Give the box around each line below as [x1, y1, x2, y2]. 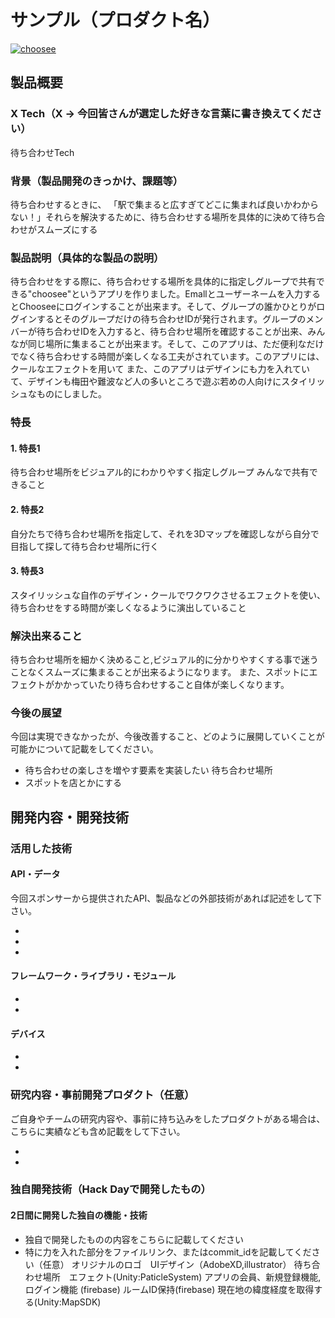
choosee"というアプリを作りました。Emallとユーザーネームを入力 [31, 288, 303, 300]
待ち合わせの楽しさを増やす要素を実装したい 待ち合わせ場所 [24, 764, 273, 776]
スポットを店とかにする [24, 777, 122, 789]
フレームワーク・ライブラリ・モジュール [10, 970, 177, 982]
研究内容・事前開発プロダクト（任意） [10, 1088, 195, 1102]
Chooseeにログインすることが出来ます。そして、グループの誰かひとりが [18, 301, 317, 313]
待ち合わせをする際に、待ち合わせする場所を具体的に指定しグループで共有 [10, 276, 317, 288]
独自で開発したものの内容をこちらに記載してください [24, 1233, 244, 1245]
